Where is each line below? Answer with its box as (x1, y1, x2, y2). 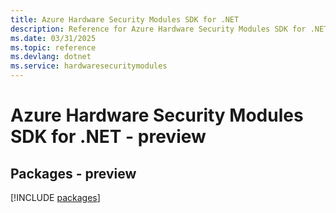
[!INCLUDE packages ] (10, 192, 101, 203)
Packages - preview (10, 165, 137, 182)
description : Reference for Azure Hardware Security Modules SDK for (10, 24, 307, 34)
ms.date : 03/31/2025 (10, 33, 97, 43)
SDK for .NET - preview (10, 126, 207, 148)
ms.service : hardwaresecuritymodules (10, 61, 168, 71)
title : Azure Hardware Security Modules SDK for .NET (10, 14, 240, 25)
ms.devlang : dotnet (10, 52, 92, 62)
